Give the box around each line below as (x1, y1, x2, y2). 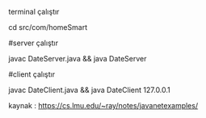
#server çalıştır (8, 38, 59, 48)
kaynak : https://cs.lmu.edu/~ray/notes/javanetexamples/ (8, 101, 199, 110)
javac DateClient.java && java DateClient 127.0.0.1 (8, 85, 171, 95)
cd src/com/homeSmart (8, 23, 87, 32)
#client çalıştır (8, 70, 56, 79)
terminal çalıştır (8, 7, 60, 16)
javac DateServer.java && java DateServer (8, 54, 147, 63)
